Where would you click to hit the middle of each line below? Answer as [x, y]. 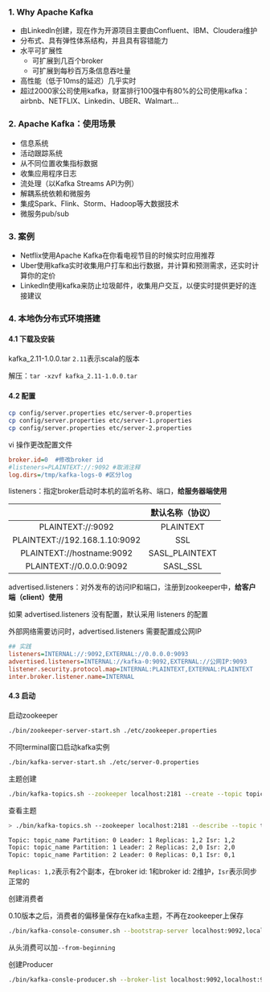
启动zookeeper [33, 716]
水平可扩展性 [41, 51]
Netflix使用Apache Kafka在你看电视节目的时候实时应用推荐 [117, 255]
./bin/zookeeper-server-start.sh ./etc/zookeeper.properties [113, 731]
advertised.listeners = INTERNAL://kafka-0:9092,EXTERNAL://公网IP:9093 [128, 662]
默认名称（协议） [182, 513]
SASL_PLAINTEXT [182, 553]
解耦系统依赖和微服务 [55, 193]
